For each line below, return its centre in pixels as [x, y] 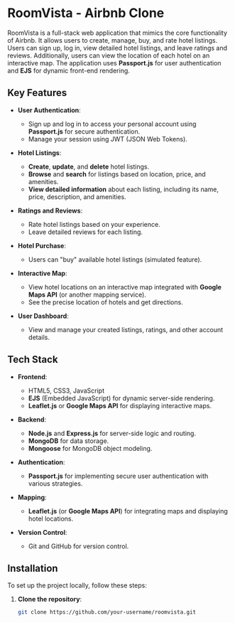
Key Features [37, 93]
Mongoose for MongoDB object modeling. [90, 448]
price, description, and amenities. [77, 196]
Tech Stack [33, 360]
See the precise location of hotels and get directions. [105, 302]
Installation [33, 568]
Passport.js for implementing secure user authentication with [118, 476]
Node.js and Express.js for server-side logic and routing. [112, 433]
